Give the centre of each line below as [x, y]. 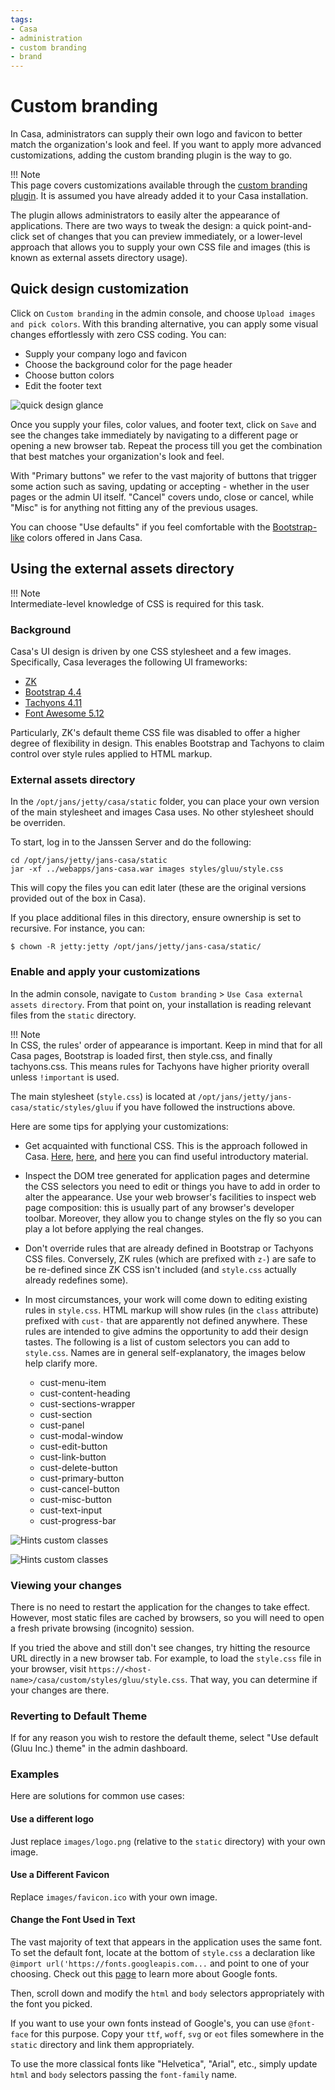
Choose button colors [69, 375]
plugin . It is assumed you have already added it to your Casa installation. [159, 196]
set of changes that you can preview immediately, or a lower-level [167, 237]
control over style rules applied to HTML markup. [111, 753]
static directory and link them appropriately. [102, 2045]
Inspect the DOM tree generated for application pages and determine [167, 1175]
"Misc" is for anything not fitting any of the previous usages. [134, 507]
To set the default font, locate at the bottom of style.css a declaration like [163, 1953]
